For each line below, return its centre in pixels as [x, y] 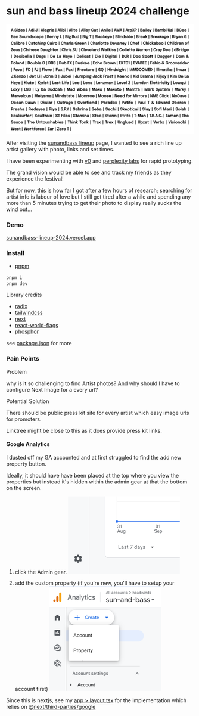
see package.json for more [39, 343]
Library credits [24, 295]
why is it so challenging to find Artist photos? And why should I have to [93, 383]
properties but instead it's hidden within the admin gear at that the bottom [97, 482]
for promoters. [24, 419]
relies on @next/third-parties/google [51, 706]
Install [15, 253]
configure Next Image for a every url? [52, 389]
